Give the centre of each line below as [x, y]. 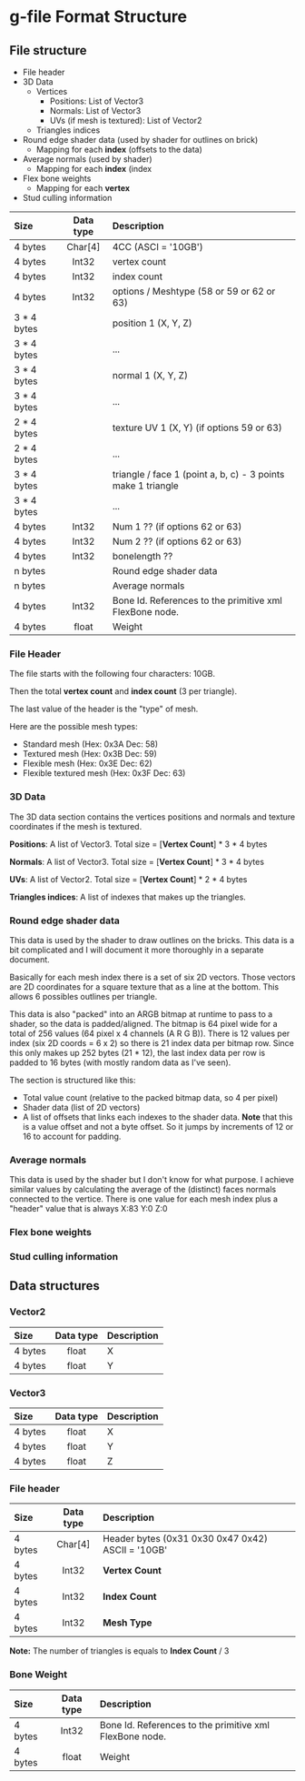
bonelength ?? [143, 556]
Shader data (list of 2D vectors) [81, 1107]
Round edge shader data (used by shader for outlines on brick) [140, 140]
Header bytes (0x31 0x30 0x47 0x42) [185, 1539]
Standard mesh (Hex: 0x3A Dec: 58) [90, 744]
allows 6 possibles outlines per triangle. [84, 996]
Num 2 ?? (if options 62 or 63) [177, 541]
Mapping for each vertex [83, 188]
